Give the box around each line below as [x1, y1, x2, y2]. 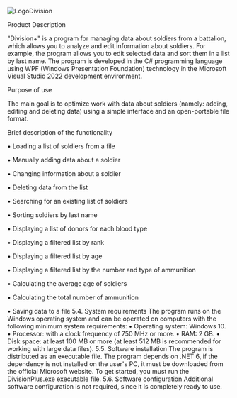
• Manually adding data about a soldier [7, 156, 121, 164]
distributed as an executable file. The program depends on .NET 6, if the [7, 352, 218, 360]
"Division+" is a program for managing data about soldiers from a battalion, [7, 34, 226, 43]
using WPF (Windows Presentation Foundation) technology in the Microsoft [7, 65, 227, 72]
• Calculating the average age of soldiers [7, 280, 127, 287]
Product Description [7, 21, 66, 28]
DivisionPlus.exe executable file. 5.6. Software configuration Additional [7, 375, 214, 383]
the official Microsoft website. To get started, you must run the [7, 367, 190, 375]
